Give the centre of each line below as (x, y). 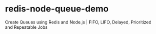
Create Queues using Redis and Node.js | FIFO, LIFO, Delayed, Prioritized (78, 22)
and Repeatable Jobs (26, 27)
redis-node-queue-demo (57, 9)
